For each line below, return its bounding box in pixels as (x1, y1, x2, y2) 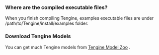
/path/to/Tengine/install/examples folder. (5, 20, 88, 26)
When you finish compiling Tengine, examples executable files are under (5, 15, 154, 21)
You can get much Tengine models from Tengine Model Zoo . (5, 44, 131, 50)
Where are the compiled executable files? (5, 4, 108, 11)
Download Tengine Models (5, 33, 71, 40)
